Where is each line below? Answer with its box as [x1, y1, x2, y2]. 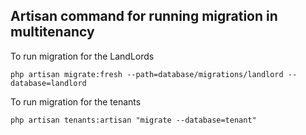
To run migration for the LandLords [10, 50, 155, 62]
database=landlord [10, 78, 87, 88]
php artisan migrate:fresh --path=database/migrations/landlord [10, 69, 284, 79]
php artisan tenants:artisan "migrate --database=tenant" [10, 115, 257, 125]
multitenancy [10, 24, 95, 41]
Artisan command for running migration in [10, 8, 278, 25]
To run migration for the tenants [10, 95, 142, 108]
